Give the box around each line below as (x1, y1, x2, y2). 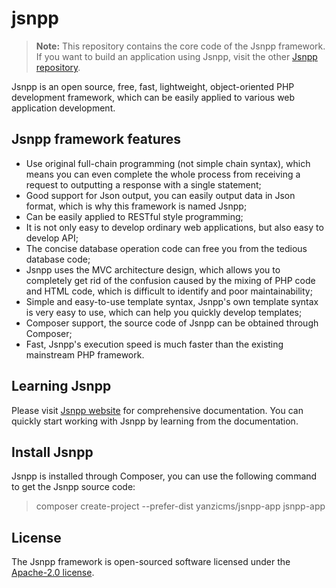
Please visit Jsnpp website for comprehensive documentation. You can (11, 404, 304, 416)
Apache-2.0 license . (11, 567, 95, 579)
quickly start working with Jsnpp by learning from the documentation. (11, 415, 299, 427)
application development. (11, 102, 116, 114)
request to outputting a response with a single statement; (25, 178, 262, 191)
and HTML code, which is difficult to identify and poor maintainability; (25, 285, 313, 297)
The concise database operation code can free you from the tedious (25, 242, 308, 254)
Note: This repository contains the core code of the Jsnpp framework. (35, 40, 326, 52)
